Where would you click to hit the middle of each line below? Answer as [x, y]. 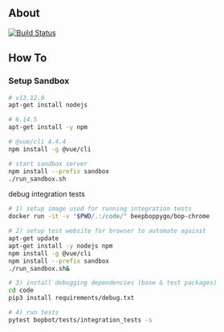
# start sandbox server [48, 164]
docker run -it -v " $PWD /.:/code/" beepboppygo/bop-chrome [109, 217]
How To [28, 58]
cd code [21, 290]
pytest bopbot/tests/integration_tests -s [80, 320]
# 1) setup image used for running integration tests [100, 209]
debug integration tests [47, 194]
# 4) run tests [34, 313]
